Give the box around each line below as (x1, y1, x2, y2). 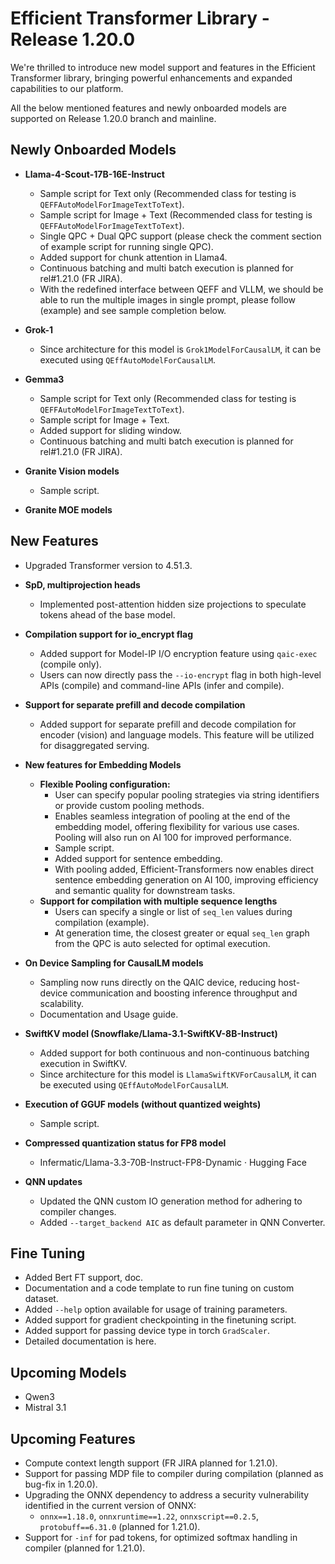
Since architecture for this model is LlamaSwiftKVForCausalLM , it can (39, 1068, 317, 1080)
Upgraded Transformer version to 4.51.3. (24, 559, 193, 571)
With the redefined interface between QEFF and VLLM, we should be (39, 283, 324, 295)
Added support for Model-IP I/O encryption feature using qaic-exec (39, 647, 318, 659)
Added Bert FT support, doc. (24, 1272, 144, 1284)
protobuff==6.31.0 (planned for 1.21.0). (39, 1521, 201, 1532)
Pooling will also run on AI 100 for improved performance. (54, 831, 292, 843)
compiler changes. (39, 1205, 117, 1217)
